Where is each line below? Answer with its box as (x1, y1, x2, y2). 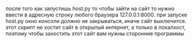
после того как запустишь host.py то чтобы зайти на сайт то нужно (5, 5, 175, 12)
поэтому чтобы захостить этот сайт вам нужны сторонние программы (5, 30, 184, 37)
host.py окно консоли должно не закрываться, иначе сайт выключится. (5, 18, 187, 24)
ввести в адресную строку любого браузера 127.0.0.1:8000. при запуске (5, 11, 188, 18)
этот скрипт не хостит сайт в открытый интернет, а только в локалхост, (5, 24, 186, 31)
